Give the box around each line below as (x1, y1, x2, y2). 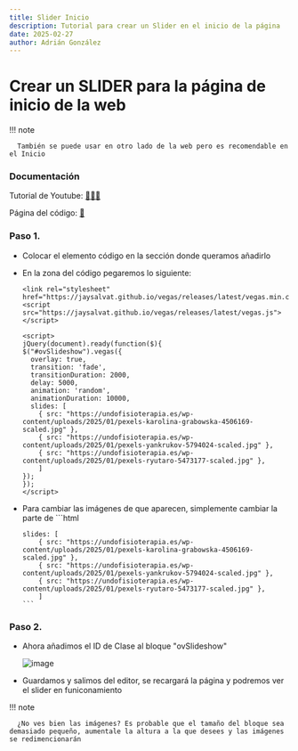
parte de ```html (21, 512, 80, 523)
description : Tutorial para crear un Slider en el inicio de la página (9, 21, 280, 30)
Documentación (9, 170, 80, 183)
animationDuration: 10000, (30, 394, 131, 403)
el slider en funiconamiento (21, 685, 123, 696)
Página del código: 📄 (9, 208, 85, 218)
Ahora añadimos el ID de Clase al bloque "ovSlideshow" (21, 641, 228, 651)
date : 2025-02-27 (9, 29, 74, 38)
